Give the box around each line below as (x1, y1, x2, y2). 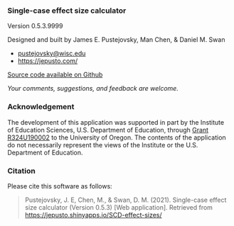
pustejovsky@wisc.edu (17, 49, 86, 58)
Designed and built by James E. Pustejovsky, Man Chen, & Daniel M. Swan (7, 35, 225, 44)
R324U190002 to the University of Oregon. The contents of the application (7, 133, 226, 142)
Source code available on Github (7, 70, 103, 79)
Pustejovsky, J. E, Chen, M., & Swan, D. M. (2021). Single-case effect (24, 196, 227, 204)
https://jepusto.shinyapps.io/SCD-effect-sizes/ (24, 210, 162, 219)
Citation (7, 166, 36, 176)
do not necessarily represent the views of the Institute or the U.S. (7, 140, 198, 149)
